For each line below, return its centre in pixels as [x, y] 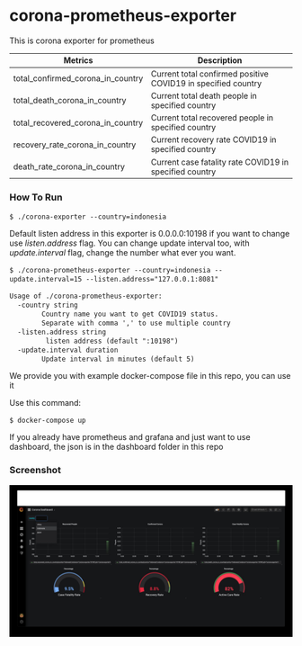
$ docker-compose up [48, 421]
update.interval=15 [46, 280]
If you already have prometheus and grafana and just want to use [130, 437]
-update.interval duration [68, 350]
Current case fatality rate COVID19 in [220, 162]
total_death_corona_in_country [70, 101]
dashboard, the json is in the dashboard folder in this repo [116, 447]
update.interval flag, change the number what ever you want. [123, 253]
